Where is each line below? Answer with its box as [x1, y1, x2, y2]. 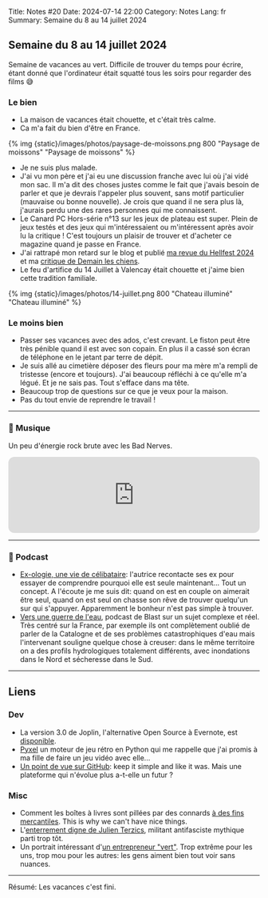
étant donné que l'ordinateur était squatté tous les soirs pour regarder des [8, 68, 252, 78]
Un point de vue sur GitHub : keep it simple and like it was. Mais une [19, 761, 242, 771]
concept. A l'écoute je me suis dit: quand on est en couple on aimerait [19, 587, 250, 595]
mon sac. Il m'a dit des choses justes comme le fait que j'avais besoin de [19, 180, 259, 190]
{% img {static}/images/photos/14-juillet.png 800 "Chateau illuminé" [8, 289, 233, 299]
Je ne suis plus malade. [19, 163, 98, 173]
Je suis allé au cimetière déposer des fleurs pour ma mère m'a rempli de [19, 361, 258, 371]
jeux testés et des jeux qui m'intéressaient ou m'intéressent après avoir [19, 222, 254, 232]
